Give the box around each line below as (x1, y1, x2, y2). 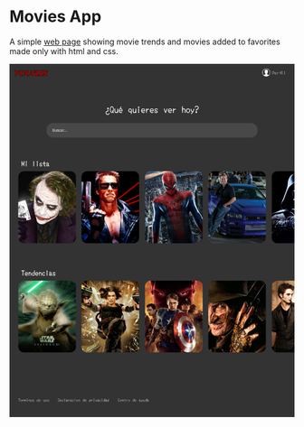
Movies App (9, 6, 102, 27)
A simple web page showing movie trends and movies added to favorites (9, 36, 280, 47)
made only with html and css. (9, 45, 119, 56)
